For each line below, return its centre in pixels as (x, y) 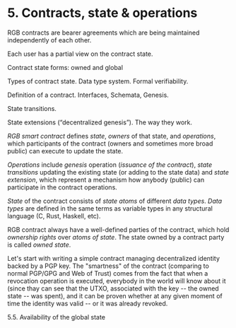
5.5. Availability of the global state (57, 317)
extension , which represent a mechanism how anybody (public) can (106, 180)
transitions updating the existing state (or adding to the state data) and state (118, 172)
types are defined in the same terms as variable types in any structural (110, 208)
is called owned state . (39, 245)
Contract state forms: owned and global (65, 67)
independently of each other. (49, 40)
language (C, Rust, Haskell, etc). (54, 216)
